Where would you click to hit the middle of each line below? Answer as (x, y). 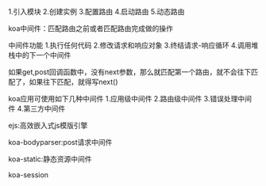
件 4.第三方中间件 (37, 108)
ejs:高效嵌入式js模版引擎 (48, 125)
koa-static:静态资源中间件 (50, 159)
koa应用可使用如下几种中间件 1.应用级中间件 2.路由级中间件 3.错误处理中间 (130, 99)
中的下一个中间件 (43, 55)
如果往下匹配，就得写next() (73, 82)
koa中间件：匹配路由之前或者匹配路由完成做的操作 (91, 28)
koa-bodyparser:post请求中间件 (60, 142)
